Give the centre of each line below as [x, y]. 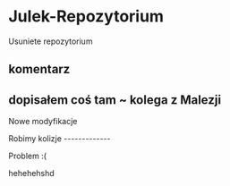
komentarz [39, 69]
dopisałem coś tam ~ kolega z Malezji [115, 100]
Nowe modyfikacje [43, 122]
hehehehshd [31, 173]
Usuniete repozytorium [51, 41]
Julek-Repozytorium [86, 17]
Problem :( [27, 156]
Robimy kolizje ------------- [60, 139]
